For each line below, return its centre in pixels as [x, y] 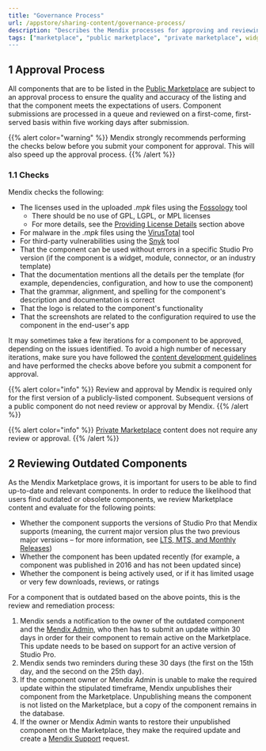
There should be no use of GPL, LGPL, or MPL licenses [121, 216]
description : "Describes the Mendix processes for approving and [118, 30]
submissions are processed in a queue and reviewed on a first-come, [121, 114]
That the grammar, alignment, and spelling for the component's [123, 292]
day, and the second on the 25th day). [82, 671]
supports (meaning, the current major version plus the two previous [130, 532]
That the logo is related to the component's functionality [111, 309]
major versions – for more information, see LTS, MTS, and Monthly [127, 540]
